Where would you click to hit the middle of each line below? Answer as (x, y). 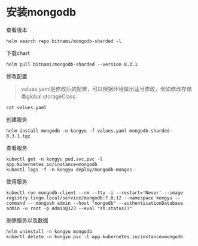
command (16, 203)
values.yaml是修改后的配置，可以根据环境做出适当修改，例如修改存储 (106, 89)
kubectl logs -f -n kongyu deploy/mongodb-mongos (69, 170)
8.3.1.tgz (19, 136)
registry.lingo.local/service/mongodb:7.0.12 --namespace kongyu (89, 198)
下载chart (18, 53)
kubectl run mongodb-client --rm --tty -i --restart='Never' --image (95, 193)
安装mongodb (41, 12)
